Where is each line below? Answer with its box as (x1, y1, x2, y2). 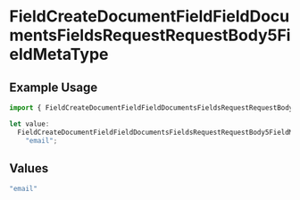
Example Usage (9, 79, 98, 95)
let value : (9, 119, 50, 129)
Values (9, 161, 49, 176)
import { (9, 104, 42, 112)
